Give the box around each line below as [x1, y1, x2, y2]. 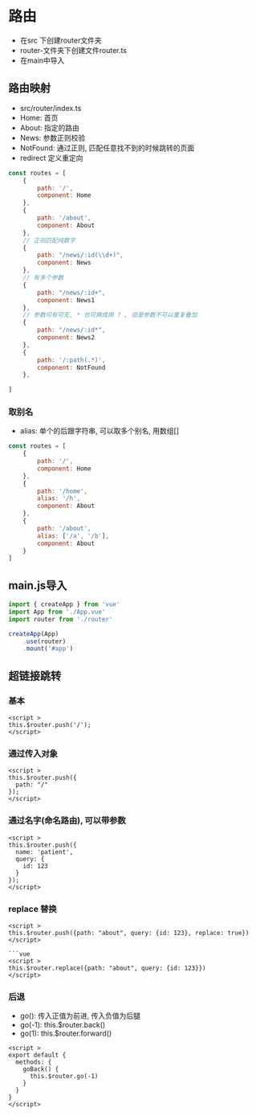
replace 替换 [8, 903, 58, 914]
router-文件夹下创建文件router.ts [19, 45, 127, 55]
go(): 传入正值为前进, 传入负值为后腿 [19, 1011, 140, 1021]
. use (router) [22, 637, 67, 646]
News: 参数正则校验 [19, 133, 86, 142]
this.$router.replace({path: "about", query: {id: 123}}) [8, 964, 206, 972]
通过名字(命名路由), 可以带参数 [8, 815, 126, 827]
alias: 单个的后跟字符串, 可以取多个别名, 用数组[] [19, 426, 179, 436]
